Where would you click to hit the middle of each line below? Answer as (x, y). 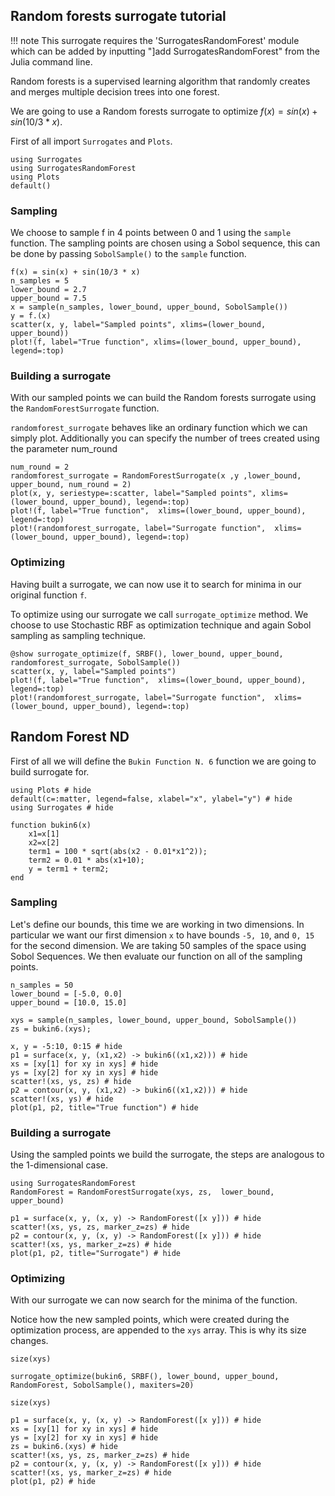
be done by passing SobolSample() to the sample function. (128, 254)
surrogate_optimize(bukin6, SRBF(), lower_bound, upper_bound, (145, 1377)
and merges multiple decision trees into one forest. (115, 91)
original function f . (49, 595)
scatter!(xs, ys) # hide (62, 1099)
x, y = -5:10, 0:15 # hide (66, 1046)
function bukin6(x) (51, 825)
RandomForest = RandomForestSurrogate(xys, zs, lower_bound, (142, 1192)
